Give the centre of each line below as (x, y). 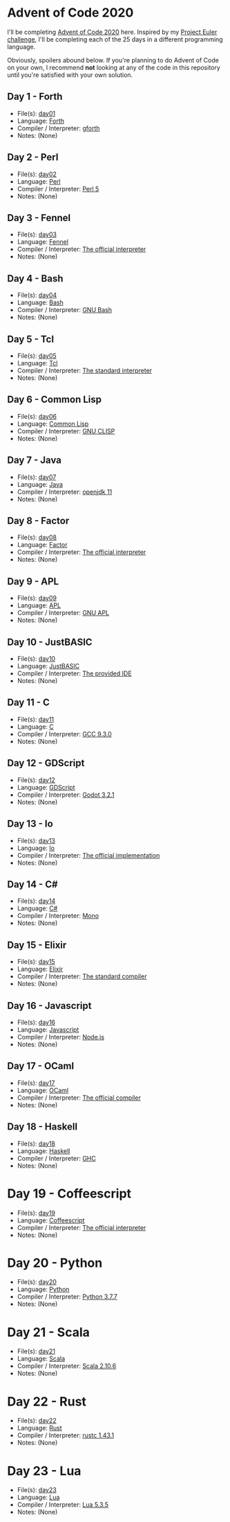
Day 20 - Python (55, 1263)
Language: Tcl (37, 363)
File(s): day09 (37, 598)
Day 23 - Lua (44, 1471)
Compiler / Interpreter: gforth (58, 128)
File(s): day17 (36, 1082)
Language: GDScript (46, 787)
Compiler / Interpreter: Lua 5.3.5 (63, 1505)
